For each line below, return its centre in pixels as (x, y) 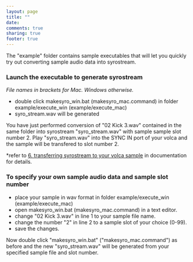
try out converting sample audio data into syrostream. (71, 62)
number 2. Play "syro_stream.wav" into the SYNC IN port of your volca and (97, 138)
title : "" (18, 17)
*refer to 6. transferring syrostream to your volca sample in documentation (96, 155)
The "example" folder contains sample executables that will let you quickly (96, 56)
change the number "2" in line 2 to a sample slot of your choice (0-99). (101, 222)
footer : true (22, 39)
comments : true (25, 28)
